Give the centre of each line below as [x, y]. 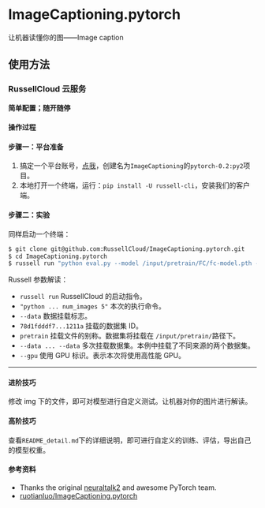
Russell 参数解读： [38, 280]
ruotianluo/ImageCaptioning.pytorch [78, 495]
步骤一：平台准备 [36, 147]
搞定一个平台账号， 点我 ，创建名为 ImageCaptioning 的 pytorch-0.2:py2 [131, 166]
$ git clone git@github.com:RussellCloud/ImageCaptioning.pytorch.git [127, 249]
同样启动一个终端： [39, 233]
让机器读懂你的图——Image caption [66, 37]
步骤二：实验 [29, 215]
